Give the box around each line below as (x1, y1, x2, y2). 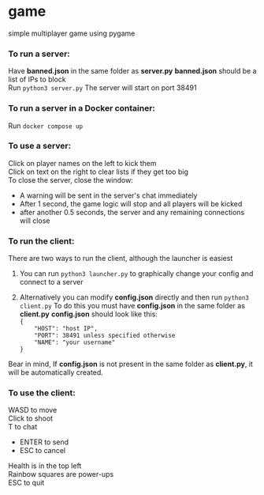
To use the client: (8, 387, 76, 399)
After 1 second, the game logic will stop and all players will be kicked (19, 198, 243, 208)
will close (19, 216, 50, 225)
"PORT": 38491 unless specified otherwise (34, 331, 176, 340)
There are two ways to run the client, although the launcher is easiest (8, 254, 233, 263)
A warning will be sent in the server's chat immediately (19, 191, 198, 200)
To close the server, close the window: (8, 175, 134, 184)
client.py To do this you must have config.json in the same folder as (19, 301, 246, 311)
